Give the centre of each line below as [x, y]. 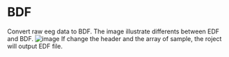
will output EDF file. [35, 46]
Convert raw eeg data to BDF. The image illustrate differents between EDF [113, 31]
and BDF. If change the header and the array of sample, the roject [114, 38]
